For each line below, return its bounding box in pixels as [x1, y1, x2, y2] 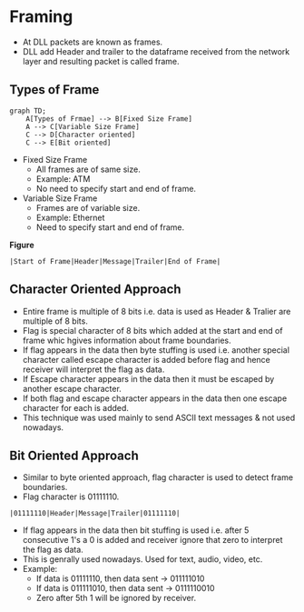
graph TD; [9, 106, 47, 115]
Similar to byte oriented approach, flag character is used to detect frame [22, 472, 293, 483]
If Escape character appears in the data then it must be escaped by [22, 373, 275, 384]
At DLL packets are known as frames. [22, 36, 163, 47]
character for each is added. [22, 402, 130, 413]
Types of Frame [9, 82, 100, 97]
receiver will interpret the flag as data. [22, 364, 165, 375]
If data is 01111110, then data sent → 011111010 [35, 573, 205, 584]
